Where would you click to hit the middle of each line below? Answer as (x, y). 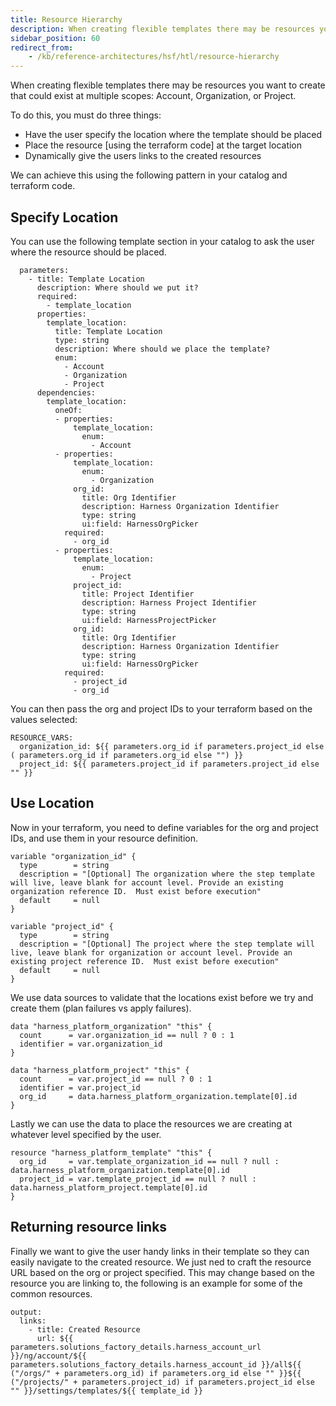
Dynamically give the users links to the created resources (143, 156)
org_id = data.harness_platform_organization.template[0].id (158, 1096)
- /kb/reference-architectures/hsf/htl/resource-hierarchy (154, 57)
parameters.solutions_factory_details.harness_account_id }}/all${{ (156, 1364)
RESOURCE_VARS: (42, 737)
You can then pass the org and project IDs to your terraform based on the (161, 708)
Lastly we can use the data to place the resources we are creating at (151, 1123)
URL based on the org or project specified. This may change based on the (163, 1272)
